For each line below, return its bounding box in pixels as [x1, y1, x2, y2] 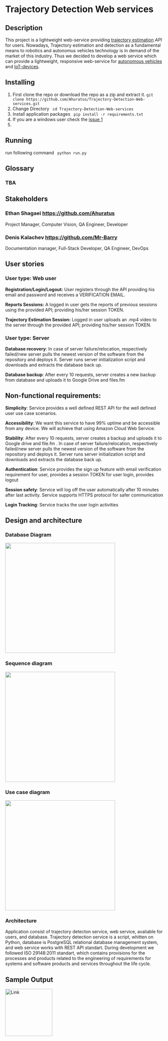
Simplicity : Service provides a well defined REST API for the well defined [5, 405, 156, 411]
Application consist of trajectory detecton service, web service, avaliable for [5, 929, 163, 935]
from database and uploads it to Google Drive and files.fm [5, 377, 125, 383]
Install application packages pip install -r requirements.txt [12, 111, 144, 117]
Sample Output [5, 975, 54, 984]
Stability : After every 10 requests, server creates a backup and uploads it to [5, 435, 162, 441]
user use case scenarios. [5, 410, 57, 416]
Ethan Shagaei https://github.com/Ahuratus [5, 210, 115, 217]
